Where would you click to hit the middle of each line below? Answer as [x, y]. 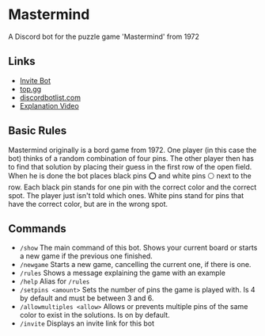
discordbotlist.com [50, 97]
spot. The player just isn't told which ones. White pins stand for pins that [126, 195]
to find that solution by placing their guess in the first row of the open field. [130, 166]
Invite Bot [35, 80]
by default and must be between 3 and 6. [87, 298]
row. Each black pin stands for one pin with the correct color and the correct [132, 187]
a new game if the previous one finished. [86, 256]
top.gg [30, 89]
